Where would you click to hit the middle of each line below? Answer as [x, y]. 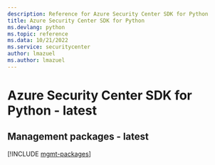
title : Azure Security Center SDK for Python [76, 21]
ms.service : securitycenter [49, 47]
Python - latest [52, 110]
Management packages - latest [78, 137]
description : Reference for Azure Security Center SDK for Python [108, 14]
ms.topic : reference [38, 34]
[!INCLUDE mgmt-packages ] [49, 154]
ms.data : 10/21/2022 [38, 41]
